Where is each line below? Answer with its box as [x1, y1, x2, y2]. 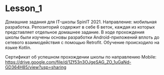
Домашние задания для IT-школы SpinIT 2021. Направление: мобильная [5, 19, 157, 25]
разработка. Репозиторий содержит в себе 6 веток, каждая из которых [5, 24, 155, 30]
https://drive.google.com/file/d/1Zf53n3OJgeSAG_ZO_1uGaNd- [5, 59, 131, 65]
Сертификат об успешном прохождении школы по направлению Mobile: [5, 54, 157, 60]
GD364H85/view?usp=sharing [5, 64, 67, 70]
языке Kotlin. [5, 45, 32, 50]
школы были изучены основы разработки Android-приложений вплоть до [5, 34, 160, 40]
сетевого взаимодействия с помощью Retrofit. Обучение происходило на [5, 39, 160, 45]
